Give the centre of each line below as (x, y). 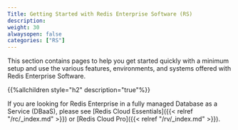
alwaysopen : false (35, 34)
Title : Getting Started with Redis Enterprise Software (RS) (100, 14)
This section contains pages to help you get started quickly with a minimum (118, 61)
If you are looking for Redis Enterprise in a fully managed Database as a (113, 104)
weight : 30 (24, 27)
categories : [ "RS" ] (36, 41)
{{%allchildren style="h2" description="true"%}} (79, 90)
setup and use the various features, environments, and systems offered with (119, 69)
